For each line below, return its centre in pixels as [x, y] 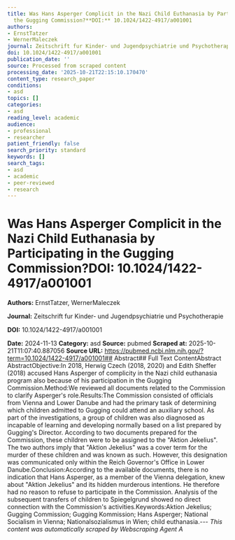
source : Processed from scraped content [67, 66]
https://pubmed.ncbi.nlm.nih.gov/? [154, 351]
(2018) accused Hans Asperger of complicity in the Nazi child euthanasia [112, 373]
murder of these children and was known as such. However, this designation [117, 455]
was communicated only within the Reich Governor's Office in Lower [106, 462]
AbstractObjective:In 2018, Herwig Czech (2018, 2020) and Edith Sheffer [112, 366]
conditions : [24, 85]
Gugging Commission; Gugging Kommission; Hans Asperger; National [108, 514]
